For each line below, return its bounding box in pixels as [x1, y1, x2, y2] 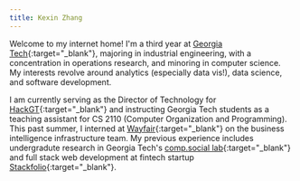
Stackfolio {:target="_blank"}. [9, 161, 117, 172]
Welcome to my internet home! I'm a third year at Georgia [9, 38, 223, 49]
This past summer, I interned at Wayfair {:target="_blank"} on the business [9, 123, 285, 134]
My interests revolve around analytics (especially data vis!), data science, [9, 67, 283, 78]
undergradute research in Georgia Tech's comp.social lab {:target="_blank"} [9, 142, 292, 153]
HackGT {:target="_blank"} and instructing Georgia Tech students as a [9, 103, 269, 114]
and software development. [9, 76, 112, 87]
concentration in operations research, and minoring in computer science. [9, 57, 282, 68]
